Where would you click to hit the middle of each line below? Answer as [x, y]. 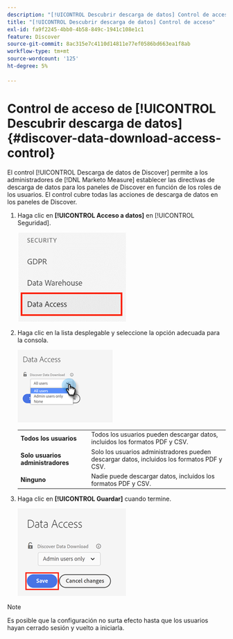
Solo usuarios [41, 455]
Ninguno [33, 480]
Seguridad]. [34, 223]
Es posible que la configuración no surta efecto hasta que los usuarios [108, 621]
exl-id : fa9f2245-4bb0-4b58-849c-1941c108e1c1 [76, 29]
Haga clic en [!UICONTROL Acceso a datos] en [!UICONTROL [106, 215]
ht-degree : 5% [28, 66]
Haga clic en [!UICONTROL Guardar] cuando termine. [94, 499]
